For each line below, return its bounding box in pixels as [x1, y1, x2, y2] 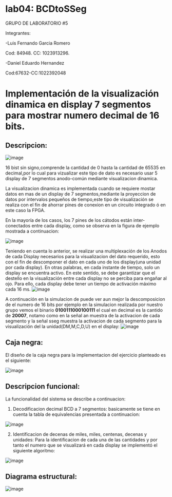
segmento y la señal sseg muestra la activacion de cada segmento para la [5, 318, 162, 324]
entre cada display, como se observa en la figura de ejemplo [31, 222, 160, 228]
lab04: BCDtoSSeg [5, 3, 87, 15]
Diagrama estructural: [5, 472, 77, 481]
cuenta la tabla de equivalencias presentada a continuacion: [12, 411, 140, 417]
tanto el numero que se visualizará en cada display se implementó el [12, 442, 158, 448]
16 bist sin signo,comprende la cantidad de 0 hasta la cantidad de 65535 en [5, 164, 166, 170]
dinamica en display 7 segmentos [5, 99, 151, 110]
